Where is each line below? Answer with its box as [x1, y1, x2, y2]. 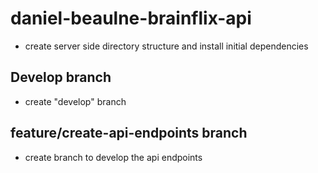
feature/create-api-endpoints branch [10, 125, 248, 142]
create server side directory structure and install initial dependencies [24, 40, 309, 52]
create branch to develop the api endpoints [24, 151, 203, 163]
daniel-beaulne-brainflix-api [10, 7, 252, 30]
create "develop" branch [24, 95, 127, 107]
